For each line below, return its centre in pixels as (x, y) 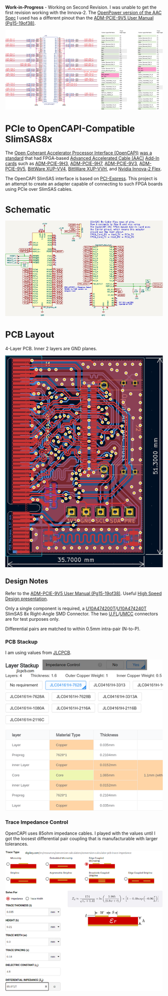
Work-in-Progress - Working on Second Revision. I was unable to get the (81, 7)
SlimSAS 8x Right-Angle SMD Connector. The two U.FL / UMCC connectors (82, 614)
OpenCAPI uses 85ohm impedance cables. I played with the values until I (80, 833)
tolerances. (17, 844)
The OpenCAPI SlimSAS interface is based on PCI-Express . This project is (81, 179)
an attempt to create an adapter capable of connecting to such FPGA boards (84, 184)
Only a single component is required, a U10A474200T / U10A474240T (76, 608)
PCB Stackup (21, 642)
